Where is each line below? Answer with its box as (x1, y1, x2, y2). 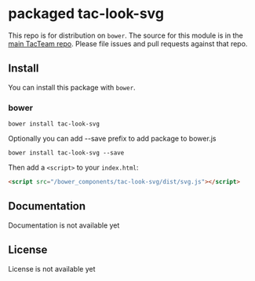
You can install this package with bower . (8, 82, 136, 92)
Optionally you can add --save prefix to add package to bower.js (8, 134, 217, 144)
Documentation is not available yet (8, 221, 120, 230)
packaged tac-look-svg (8, 5, 165, 23)
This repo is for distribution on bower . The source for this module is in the (8, 31, 243, 40)
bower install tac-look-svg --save (8, 149, 125, 157)
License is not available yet (8, 264, 96, 273)
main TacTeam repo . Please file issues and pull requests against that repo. (8, 38, 248, 48)
